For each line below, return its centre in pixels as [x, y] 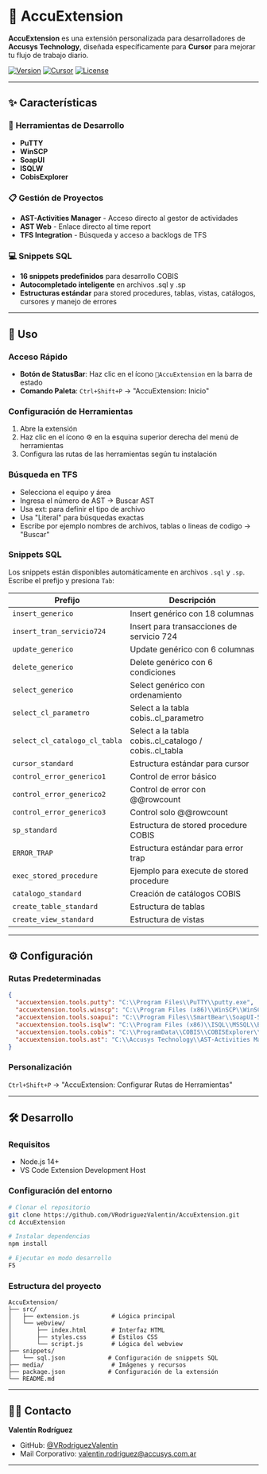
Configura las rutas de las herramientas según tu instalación [118, 454]
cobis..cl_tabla [157, 750]
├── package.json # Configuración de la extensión [113, 1372]
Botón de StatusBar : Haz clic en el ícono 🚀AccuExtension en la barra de [136, 373]
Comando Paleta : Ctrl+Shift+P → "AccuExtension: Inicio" [114, 391]
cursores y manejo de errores [68, 302]
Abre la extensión [48, 429]
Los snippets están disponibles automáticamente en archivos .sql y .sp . [126, 572]
